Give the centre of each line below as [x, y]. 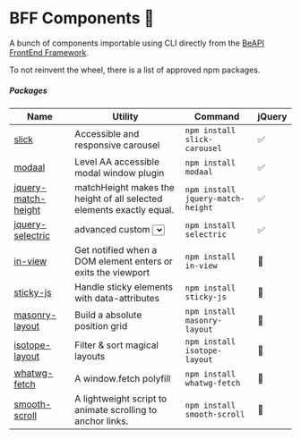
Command [217, 116]
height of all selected [119, 198]
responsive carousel [117, 145]
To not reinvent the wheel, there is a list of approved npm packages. [135, 70]
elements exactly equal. [125, 209]
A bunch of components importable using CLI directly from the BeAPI [137, 43]
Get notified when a [116, 249]
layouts [90, 356]
